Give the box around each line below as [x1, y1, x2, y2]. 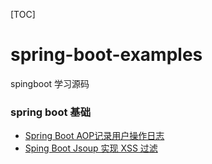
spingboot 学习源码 [10, 77, 90, 89]
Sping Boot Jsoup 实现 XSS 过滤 [24, 142, 158, 154]
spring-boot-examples [10, 44, 203, 66]
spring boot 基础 [10, 105, 91, 119]
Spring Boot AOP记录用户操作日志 [24, 130, 165, 142]
